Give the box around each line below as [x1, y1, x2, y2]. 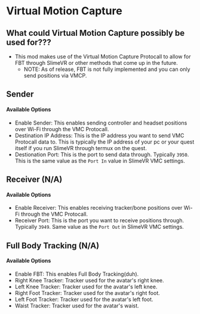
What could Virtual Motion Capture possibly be [6, 28, 185, 38]
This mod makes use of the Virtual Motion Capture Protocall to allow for [14, 53, 191, 60]
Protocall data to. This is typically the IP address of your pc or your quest [14, 138, 195, 145]
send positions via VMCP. [23, 72, 87, 79]
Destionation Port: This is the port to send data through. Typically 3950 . [14, 151, 189, 158]
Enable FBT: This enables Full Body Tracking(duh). [14, 270, 139, 278]
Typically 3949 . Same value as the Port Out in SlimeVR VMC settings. [14, 223, 184, 231]
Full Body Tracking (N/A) [6, 240, 100, 251]
